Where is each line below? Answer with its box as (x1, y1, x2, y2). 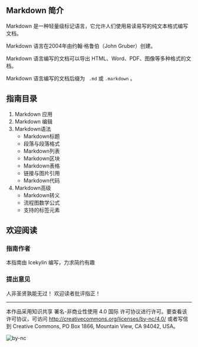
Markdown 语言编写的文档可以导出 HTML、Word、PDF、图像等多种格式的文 (6, 55, 192, 62)
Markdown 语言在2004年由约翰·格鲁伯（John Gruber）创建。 (6, 42, 156, 49)
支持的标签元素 (23, 206, 60, 214)
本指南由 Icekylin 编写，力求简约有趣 (6, 259, 95, 266)
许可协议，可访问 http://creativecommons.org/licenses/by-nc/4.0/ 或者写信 (6, 315, 189, 322)
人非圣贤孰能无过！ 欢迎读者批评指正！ (6, 290, 101, 297)
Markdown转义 (23, 191, 60, 199)
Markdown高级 (14, 184, 51, 191)
